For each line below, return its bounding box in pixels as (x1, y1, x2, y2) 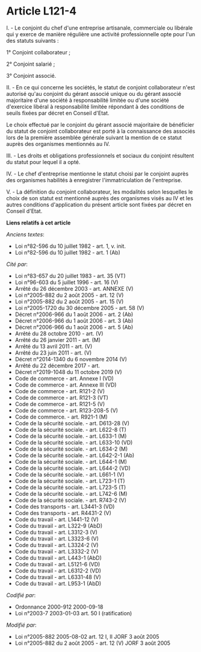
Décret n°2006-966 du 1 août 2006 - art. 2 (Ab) (14, 311, 134, 318)
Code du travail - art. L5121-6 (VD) (14, 560, 100, 568)
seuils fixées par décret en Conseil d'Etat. (6, 109, 110, 116)
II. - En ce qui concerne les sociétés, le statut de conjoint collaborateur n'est (6, 83, 196, 91)
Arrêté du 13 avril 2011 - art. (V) (14, 343, 93, 350)
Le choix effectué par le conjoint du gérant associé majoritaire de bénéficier (6, 121, 194, 128)
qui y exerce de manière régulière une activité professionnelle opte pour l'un (6, 30, 196, 37)
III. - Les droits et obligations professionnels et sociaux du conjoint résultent (6, 152, 194, 159)
